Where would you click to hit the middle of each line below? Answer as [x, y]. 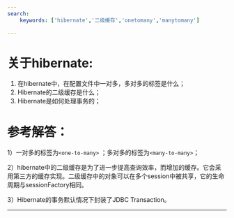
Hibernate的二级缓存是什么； [59, 92]
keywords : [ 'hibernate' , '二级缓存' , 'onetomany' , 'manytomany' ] [110, 20]
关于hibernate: [50, 63]
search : [18, 14]
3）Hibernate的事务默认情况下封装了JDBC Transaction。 [89, 200]
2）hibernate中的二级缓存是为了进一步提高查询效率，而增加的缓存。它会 [111, 168]
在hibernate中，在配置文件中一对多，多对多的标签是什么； [101, 84]
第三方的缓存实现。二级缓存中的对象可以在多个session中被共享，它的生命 [119, 176]
